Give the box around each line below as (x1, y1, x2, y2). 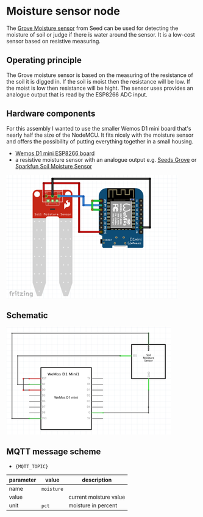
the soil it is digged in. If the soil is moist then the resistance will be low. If (6, 78, 191, 85)
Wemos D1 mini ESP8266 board (15, 150, 95, 157)
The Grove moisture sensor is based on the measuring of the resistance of (6, 71, 193, 79)
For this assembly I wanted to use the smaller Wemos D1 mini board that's (6, 125, 191, 132)
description (82, 476, 112, 483)
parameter (9, 476, 37, 483)
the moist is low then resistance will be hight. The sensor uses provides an (6, 84, 193, 92)
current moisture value (68, 493, 126, 501)
